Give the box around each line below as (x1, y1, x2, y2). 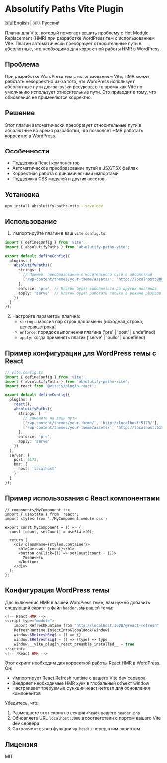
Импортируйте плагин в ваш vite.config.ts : (12, 230, 107, 236)
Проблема (5, 60, 40, 69)
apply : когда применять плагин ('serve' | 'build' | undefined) (19, 334, 146, 341)
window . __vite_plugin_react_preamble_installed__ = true (14, 642, 135, 647)
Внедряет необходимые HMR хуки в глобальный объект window (12, 680, 150, 686)
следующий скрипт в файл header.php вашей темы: (5, 605, 114, 610)
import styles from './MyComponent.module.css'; (5, 516, 108, 521)
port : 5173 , (14, 457, 39, 462)
